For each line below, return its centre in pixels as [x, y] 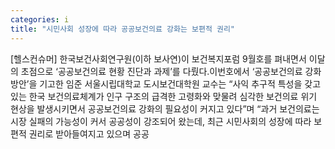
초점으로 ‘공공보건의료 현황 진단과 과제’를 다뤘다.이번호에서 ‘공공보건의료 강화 [171, 71]
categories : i [40, 19]
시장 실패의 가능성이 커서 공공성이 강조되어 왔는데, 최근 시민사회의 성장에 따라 [161, 121]
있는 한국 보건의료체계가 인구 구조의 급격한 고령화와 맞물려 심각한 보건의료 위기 [164, 96]
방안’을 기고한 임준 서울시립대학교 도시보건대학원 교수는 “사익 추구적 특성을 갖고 [166, 83]
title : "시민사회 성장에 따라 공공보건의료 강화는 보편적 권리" [123, 29]
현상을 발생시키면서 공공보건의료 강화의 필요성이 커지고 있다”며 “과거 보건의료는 [165, 108]
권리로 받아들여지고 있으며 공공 [89, 133]
